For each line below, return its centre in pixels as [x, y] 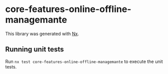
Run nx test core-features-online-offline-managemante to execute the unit [84, 61]
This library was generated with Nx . [42, 33]
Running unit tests [35, 49]
